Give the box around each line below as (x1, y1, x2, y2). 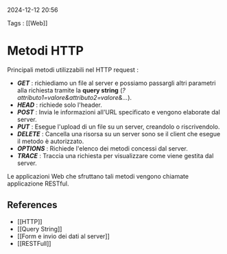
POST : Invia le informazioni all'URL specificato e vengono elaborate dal (16, 107, 221, 116)
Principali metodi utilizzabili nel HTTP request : (7, 65, 139, 74)
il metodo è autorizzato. (16, 137, 84, 145)
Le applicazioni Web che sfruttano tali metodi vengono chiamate (7, 172, 189, 180)
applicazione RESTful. (7, 179, 69, 188)
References (7, 199, 58, 211)
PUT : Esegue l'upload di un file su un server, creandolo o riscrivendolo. (16, 123, 221, 131)
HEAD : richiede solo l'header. (16, 101, 103, 109)
